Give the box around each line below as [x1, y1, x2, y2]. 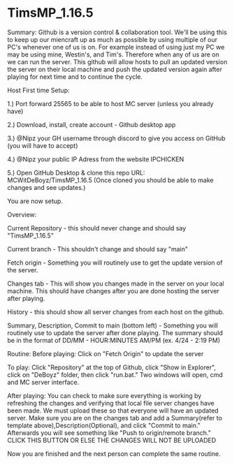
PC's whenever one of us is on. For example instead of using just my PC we [7, 43, 225, 51]
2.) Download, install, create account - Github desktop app [7, 120, 176, 128]
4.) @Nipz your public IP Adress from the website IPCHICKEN [7, 155, 184, 163]
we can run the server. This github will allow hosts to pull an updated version [7, 57, 228, 66]
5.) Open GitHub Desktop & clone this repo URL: [7, 168, 145, 177]
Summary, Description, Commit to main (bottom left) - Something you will [7, 321, 219, 330]
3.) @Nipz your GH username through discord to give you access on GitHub [7, 134, 226, 142]
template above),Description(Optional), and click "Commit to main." [7, 421, 201, 429]
